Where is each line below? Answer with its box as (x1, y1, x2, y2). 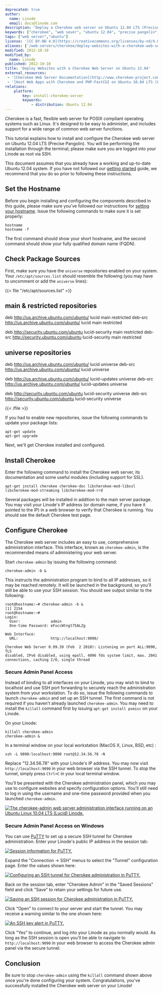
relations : (5, 84, 27, 89)
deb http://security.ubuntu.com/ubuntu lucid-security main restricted (5, 329, 143, 335)
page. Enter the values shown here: (5, 863, 76, 869)
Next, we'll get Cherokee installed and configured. (5, 442, 105, 448)
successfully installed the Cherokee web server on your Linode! (5, 983, 132, 989)
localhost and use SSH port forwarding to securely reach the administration (5, 685, 156, 691)
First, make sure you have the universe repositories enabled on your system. (5, 267, 158, 273)
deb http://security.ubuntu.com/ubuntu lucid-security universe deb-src (5, 391, 147, 397)
